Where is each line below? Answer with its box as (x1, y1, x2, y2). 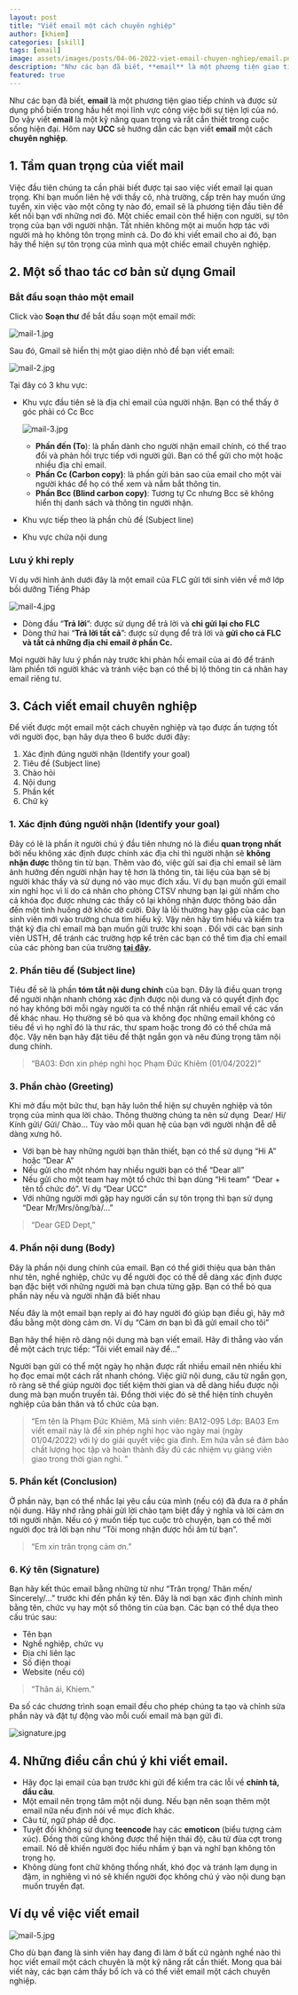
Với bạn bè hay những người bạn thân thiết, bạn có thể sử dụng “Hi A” (21, 1146, 277, 1156)
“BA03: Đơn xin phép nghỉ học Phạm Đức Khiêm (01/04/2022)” (30, 1058, 262, 1068)
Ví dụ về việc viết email (9, 1906, 140, 1921)
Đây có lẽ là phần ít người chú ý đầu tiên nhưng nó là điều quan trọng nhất (9, 838, 282, 848)
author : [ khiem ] (9, 29, 69, 38)
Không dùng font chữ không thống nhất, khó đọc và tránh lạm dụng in (21, 1861, 278, 1873)
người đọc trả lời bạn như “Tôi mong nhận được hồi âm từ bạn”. (9, 1524, 238, 1534)
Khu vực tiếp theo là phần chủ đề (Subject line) (21, 515, 194, 525)
